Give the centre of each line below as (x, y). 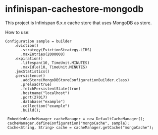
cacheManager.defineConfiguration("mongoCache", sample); (68, 123)
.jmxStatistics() (32, 71)
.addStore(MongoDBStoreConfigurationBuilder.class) (75, 80)
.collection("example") (45, 106)
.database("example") (43, 101)
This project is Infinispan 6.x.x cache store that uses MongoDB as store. (79, 23)
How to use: (17, 32)
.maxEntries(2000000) (43, 54)
